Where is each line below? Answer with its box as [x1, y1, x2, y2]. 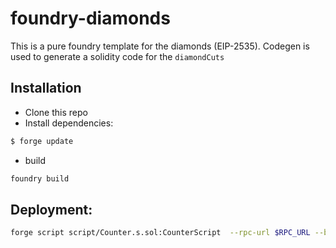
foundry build [10, 173, 70, 184]
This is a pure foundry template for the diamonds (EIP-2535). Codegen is [10, 40, 310, 52]
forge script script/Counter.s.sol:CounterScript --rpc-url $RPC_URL [10, 228, 311, 238]
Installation [10, 80, 82, 97]
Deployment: [10, 201, 93, 218]
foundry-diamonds [10, 7, 171, 30]
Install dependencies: [24, 117, 114, 129]
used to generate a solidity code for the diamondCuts [10, 50, 225, 62]
